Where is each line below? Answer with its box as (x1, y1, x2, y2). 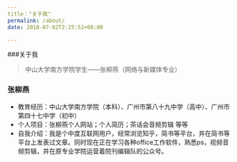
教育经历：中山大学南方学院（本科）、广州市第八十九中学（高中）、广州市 (17, 102, 230, 111)
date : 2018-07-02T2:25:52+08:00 (7, 23, 103, 31)
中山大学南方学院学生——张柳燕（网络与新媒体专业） (24, 65, 181, 74)
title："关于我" (7, 10, 51, 18)
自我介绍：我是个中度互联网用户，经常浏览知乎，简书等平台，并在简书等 (17, 129, 230, 137)
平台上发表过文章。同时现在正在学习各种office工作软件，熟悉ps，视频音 (17, 138, 229, 146)
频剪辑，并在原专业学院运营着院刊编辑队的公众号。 (17, 146, 168, 155)
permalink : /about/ (7, 17, 65, 24)
